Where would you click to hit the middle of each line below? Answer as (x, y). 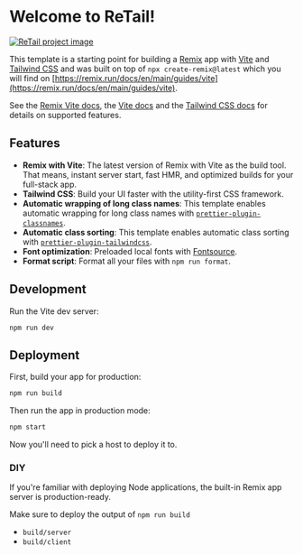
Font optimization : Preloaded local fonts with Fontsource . (129, 251)
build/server (47, 533)
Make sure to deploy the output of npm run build (100, 514)
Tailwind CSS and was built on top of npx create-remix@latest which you (145, 69)
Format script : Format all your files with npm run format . (127, 261)
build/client (47, 542)
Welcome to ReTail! (83, 17)
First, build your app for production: (75, 377)
